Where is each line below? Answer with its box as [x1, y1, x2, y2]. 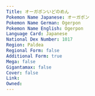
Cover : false [6, 70, 39, 76]
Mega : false [6, 58, 36, 64]
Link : [6, 75, 20, 81]
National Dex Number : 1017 [6, 36, 73, 42]
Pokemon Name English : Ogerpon [6, 25, 84, 32]
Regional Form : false [6, 48, 60, 54]
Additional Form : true [6, 53, 62, 59]
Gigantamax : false [6, 64, 52, 70]
